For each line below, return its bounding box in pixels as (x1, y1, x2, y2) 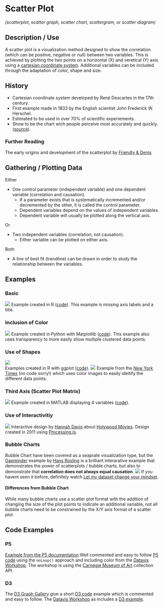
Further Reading (5, 138, 45, 145)
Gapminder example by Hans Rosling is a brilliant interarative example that (5, 458, 155, 463)
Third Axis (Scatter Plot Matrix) (5, 388, 81, 395)
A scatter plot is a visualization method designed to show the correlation (5, 46, 151, 52)
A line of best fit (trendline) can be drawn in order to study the (12, 256, 138, 261)
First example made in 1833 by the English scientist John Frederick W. (12, 105, 153, 111)
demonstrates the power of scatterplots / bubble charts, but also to (5, 462, 141, 468)
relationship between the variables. (12, 261, 83, 267)
